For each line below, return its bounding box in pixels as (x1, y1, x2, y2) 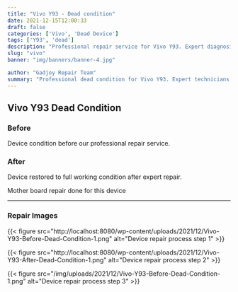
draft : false (7, 23, 46, 30)
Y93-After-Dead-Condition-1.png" (7, 255, 107, 264)
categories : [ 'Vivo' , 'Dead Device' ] (7, 30, 119, 37)
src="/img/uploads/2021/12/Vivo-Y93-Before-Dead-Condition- (37, 269, 221, 278)
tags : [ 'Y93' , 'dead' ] (7, 37, 74, 44)
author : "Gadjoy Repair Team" (7, 69, 97, 76)
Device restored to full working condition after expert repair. (7, 173, 182, 181)
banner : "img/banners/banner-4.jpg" (7, 57, 115, 64)
